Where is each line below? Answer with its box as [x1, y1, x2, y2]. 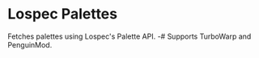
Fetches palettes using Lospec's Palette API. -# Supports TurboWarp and [7, 31, 252, 41]
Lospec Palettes [7, 5, 118, 23]
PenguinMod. [7, 39, 53, 49]
